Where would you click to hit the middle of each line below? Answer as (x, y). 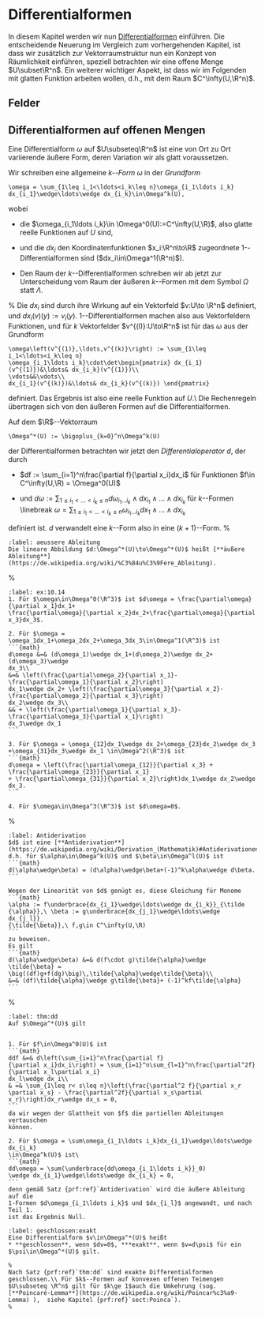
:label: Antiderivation (47, 835)
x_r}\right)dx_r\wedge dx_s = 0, (63, 1099)
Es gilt (21, 946)
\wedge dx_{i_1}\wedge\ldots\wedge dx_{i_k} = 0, (91, 1175)
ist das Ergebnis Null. (47, 1217)
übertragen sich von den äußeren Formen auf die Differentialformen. (119, 406)
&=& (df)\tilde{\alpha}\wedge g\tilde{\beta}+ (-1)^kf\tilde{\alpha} (125, 981)
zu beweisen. (30, 939)
